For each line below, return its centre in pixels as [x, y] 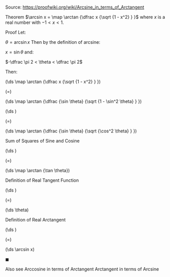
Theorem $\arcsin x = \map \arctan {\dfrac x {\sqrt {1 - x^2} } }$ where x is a [85, 17]
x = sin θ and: [20, 52]
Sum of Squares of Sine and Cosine [42, 141]
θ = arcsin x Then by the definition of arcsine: [53, 42]
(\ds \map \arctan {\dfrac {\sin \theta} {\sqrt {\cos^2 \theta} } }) [71, 131]
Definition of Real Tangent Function [42, 180]
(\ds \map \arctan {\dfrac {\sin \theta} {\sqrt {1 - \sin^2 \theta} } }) [74, 101]
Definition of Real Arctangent [36, 220]
